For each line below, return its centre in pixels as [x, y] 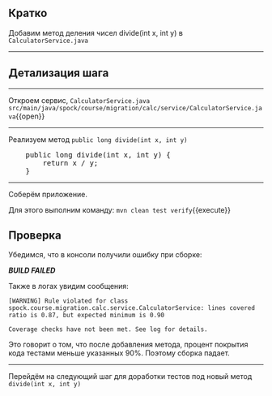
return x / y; [70, 163]
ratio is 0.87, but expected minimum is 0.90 [86, 316]
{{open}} [30, 116]
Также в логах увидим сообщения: [69, 286]
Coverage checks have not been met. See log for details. [108, 329]
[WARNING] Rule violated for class [68, 301]
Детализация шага [59, 73]
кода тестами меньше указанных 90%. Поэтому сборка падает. [119, 353]
